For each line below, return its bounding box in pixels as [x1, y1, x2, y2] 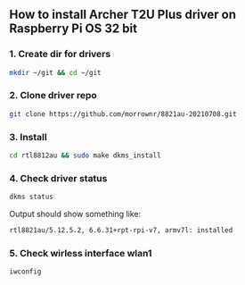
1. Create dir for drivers [9, 48, 111, 61]
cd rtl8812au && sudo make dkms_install [9, 151, 162, 160]
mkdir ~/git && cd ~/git [9, 68, 102, 77]
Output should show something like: [9, 209, 141, 220]
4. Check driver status [9, 172, 108, 184]
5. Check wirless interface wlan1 [9, 247, 152, 259]
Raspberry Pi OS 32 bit [9, 21, 138, 37]
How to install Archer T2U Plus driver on [9, 7, 236, 22]
